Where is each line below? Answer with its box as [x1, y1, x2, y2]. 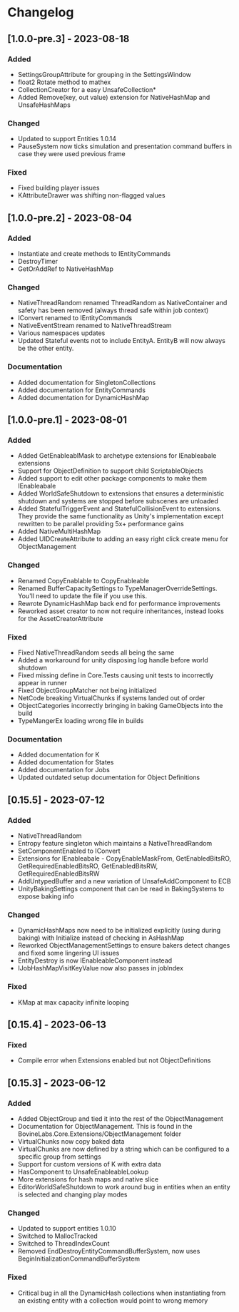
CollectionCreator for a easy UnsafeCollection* [17, 85, 157, 93]
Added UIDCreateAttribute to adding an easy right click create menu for [17, 535, 228, 543]
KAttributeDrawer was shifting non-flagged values [17, 191, 166, 200]
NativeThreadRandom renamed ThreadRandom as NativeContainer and [17, 299, 228, 307]
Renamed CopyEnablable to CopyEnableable [17, 576, 150, 585]
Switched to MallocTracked [17, 1231, 98, 1241]
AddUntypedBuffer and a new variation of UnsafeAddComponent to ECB [17, 877, 231, 886]
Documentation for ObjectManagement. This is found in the [17, 1122, 193, 1130]
